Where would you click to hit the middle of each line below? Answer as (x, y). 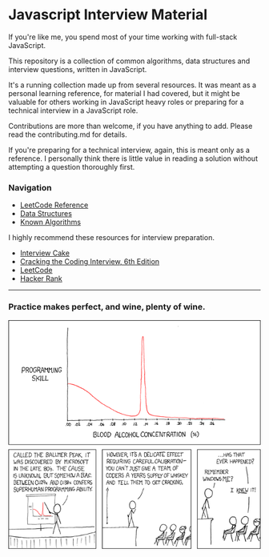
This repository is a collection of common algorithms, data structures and (129, 61)
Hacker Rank (41, 278)
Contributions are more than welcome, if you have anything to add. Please (130, 126)
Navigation (30, 187)
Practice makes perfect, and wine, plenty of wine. (107, 307)
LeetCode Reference (54, 205)
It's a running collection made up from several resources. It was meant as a (132, 85)
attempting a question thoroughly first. (72, 166)
